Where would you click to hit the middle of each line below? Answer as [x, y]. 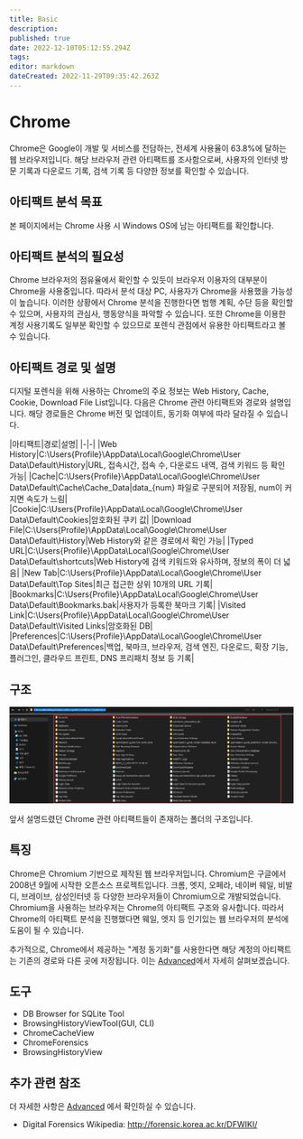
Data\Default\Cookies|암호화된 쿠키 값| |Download [101, 520]
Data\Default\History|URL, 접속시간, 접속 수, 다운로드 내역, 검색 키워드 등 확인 [147, 465]
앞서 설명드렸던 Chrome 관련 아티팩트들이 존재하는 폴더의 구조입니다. [131, 818]
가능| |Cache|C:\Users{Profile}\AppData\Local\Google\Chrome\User [135, 476]
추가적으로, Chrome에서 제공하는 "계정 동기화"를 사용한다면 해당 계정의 [135, 949]
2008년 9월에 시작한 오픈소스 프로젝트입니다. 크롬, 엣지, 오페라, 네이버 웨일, [143, 884]
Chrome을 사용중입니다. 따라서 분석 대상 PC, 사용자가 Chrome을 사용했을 [139, 291]
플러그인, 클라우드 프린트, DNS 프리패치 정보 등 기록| [102, 658]
